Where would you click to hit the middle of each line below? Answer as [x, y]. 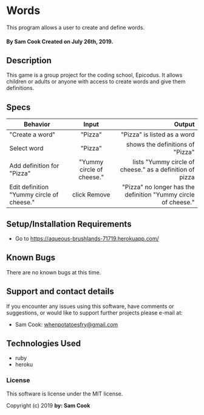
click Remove [91, 195]
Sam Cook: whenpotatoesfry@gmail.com [66, 324]
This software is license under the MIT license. [65, 394]
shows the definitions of [160, 145]
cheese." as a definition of [157, 170]
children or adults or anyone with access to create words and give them [96, 82]
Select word [26, 148]
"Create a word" [32, 134]
